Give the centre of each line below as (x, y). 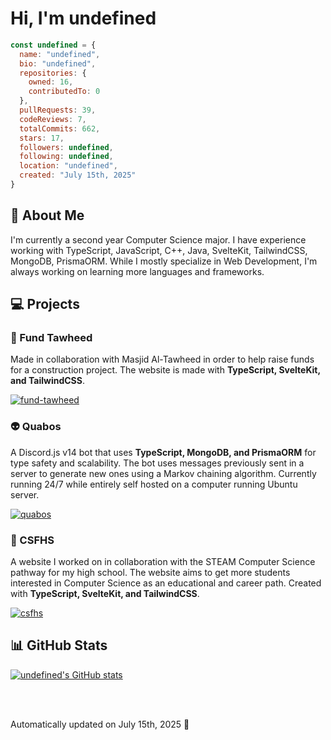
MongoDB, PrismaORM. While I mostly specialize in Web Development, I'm (164, 261)
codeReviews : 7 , (53, 119)
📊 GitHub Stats (59, 645)
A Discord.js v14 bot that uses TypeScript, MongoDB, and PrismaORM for (163, 452)
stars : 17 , (42, 138)
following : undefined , (66, 157)
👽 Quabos (36, 427)
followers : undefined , (66, 147)
